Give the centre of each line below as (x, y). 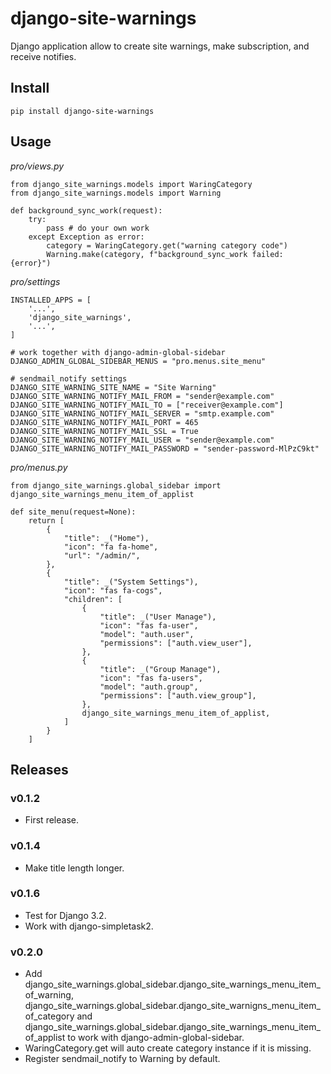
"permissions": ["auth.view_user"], (176, 643)
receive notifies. (43, 56)
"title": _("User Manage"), (158, 617)
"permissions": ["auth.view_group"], (178, 695)
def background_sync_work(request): (86, 210)
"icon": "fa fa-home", (111, 547)
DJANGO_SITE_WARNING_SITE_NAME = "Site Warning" (113, 387)
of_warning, (49, 995)
